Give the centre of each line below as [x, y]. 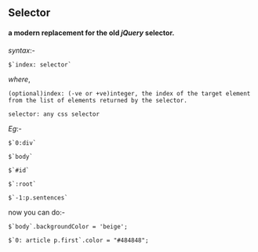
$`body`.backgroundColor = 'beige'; [68, 226]
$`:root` [22, 184]
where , [19, 79]
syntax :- [22, 50]
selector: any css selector [54, 114]
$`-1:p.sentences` [38, 198]
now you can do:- [36, 212]
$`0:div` [22, 143]
